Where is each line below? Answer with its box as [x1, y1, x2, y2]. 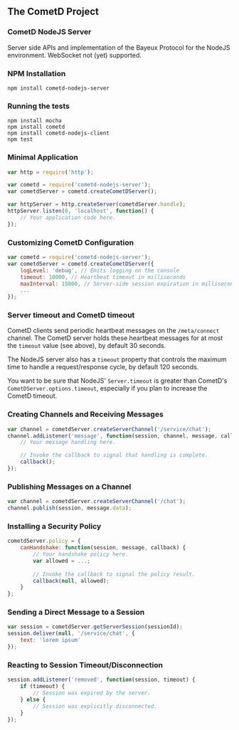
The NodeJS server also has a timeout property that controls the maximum [7, 355, 227, 364]
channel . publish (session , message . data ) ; [7, 504, 132, 512]
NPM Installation [7, 68, 66, 78]
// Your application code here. [20, 213, 116, 221]
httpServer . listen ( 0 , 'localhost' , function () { [7, 208, 154, 215]
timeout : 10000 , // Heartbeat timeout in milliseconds [20, 273, 186, 280]
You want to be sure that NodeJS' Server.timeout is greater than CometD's [7, 376, 228, 385]
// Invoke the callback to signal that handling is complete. [20, 452, 208, 459]
